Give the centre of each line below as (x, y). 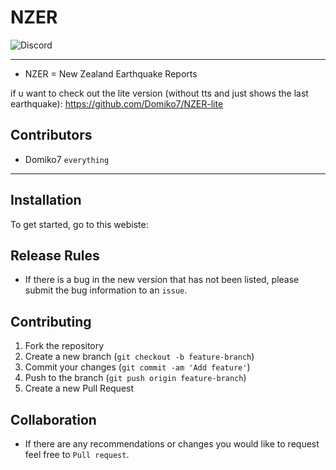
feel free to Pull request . (77, 454)
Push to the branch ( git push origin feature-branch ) (135, 378)
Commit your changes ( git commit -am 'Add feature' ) (137, 367)
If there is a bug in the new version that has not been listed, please (162, 280)
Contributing (51, 321)
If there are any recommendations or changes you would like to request (172, 444)
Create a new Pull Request (79, 388)
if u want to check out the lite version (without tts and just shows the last (159, 93)
